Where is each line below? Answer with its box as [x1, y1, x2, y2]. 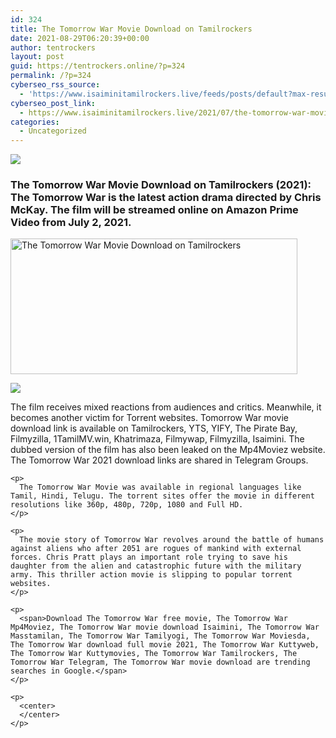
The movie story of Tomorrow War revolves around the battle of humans [19, 535, 325, 545]
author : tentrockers [10, 42, 97, 53]
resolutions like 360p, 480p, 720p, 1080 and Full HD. [10, 500, 244, 510]
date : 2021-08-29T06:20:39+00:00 [10, 33, 150, 43]
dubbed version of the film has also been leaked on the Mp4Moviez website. [10, 444, 326, 456]
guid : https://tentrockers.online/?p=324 [10, 61, 186, 71]
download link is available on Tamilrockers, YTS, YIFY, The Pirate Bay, [10, 422, 298, 435]
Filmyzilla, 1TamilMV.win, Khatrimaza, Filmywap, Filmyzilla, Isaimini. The [10, 433, 305, 445]
